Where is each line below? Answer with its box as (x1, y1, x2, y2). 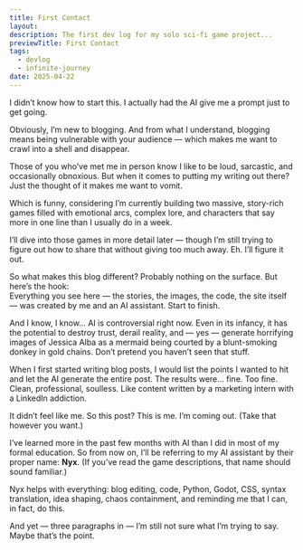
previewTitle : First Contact (9, 38, 119, 48)
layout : (9, 22, 39, 31)
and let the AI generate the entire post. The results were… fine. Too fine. (9, 373, 279, 384)
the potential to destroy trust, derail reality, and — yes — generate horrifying (9, 327, 294, 337)
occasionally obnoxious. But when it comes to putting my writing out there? (9, 170, 290, 181)
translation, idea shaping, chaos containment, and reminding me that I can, (9, 493, 288, 504)
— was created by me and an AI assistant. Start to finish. (9, 299, 221, 310)
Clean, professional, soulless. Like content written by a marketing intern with (9, 383, 294, 394)
